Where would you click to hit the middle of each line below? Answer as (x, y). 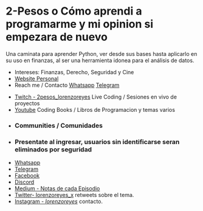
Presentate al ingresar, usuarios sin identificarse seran (97, 142)
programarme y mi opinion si (79, 24)
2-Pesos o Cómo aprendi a (74, 11)
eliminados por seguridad (53, 149)
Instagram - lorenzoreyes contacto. (58, 201)
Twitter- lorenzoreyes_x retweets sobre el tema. (74, 195)
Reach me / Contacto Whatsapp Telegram (67, 85)
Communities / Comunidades (58, 125)
